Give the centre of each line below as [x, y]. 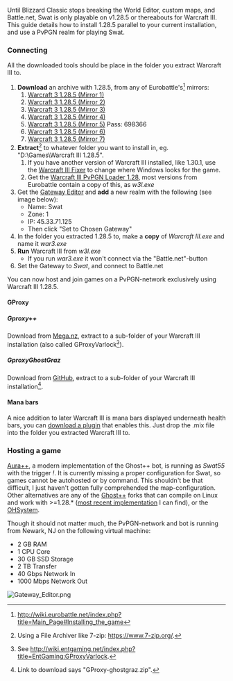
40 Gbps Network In [46, 573]
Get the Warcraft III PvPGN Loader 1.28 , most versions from [112, 177]
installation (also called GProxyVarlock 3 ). [66, 344]
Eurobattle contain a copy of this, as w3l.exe [91, 184]
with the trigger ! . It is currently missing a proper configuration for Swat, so [114, 473]
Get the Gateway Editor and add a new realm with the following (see [114, 192]
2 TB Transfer [37, 566]
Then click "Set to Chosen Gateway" [80, 229]
